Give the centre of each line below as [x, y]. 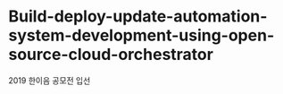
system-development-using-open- [141, 35]
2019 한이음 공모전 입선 [50, 80]
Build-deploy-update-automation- [138, 17]
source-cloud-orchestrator [111, 55]
